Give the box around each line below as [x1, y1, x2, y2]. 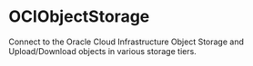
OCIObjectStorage [8, 6, 150, 27]
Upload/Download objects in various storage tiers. [8, 45, 197, 56]
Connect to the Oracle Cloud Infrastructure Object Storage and [8, 36, 245, 47]
